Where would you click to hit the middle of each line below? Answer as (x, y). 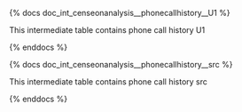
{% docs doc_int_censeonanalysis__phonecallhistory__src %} (121, 64)
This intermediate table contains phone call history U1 (107, 30)
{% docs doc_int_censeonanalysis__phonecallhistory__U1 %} (120, 13)
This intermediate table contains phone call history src (109, 82)
